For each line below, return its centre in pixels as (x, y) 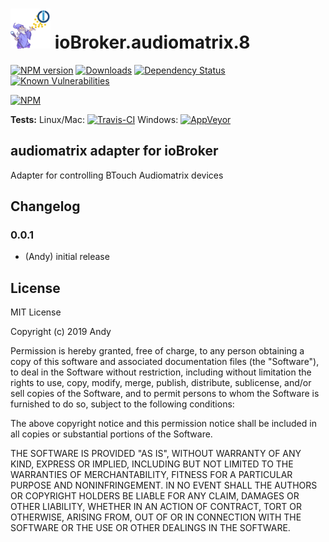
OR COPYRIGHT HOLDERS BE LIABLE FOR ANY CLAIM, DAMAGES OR (155, 496)
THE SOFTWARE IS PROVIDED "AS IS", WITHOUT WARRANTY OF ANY (156, 454)
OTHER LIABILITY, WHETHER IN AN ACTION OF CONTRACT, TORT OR (156, 507)
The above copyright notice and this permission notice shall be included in (163, 424)
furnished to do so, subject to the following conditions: (122, 404)
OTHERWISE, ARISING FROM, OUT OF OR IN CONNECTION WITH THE (156, 517)
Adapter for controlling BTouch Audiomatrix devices (117, 175)
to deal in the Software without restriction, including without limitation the (161, 372)
